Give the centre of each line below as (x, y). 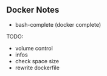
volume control (34, 48)
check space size (37, 61)
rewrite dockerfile (37, 67)
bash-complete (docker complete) (58, 24)
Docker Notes (33, 10)
